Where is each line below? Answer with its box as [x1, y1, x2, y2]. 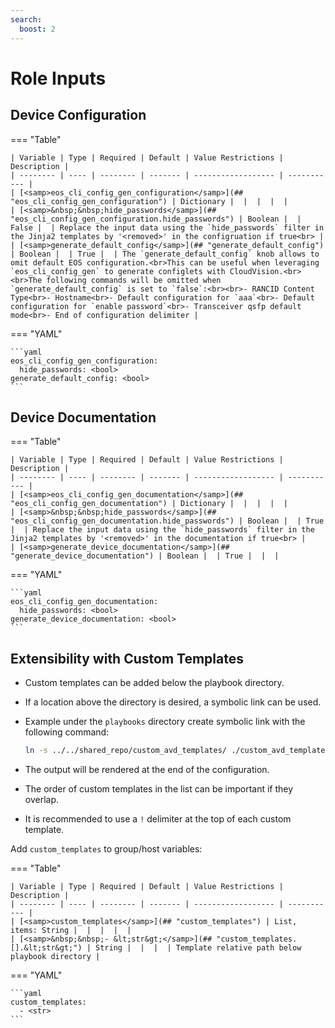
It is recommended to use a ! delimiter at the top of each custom [24, 813, 292, 825]
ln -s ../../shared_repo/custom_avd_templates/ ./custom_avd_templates [24, 746, 330, 756]
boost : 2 [19, 24, 56, 34]
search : [10, 14, 43, 25]
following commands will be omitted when [46, 275, 222, 285]
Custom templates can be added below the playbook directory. [24, 677, 285, 689]
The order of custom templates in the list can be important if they [24, 783, 294, 795]
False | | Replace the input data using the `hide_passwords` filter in [10, 222, 325, 233]
